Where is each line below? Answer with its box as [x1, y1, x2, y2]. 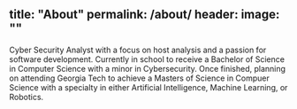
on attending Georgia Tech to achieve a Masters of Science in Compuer [9, 73, 270, 83]
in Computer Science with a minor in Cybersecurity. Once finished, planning [9, 63, 286, 74]
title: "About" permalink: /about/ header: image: [9, 7, 280, 22]
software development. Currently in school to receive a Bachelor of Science [9, 53, 286, 65]
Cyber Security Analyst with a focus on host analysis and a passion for [9, 44, 267, 55]
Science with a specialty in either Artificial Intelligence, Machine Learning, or [9, 82, 288, 92]
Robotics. [9, 91, 44, 102]
